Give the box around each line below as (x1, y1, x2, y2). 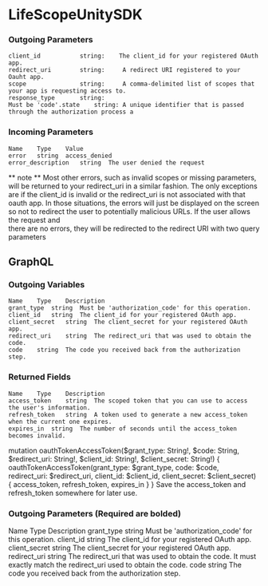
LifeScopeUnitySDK (8, 6, 143, 24)
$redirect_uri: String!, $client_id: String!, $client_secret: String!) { (8, 453, 221, 464)
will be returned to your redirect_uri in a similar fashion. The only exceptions (8, 181, 258, 191)
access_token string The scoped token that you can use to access (8, 397, 248, 405)
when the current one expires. (8, 418, 112, 426)
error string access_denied (8, 152, 112, 160)
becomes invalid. (8, 431, 66, 440)
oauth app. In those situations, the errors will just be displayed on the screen (8, 198, 259, 208)
